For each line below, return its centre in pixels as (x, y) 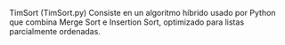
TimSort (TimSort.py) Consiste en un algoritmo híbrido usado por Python (142, 13)
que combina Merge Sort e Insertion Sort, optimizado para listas (127, 22)
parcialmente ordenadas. (55, 31)
